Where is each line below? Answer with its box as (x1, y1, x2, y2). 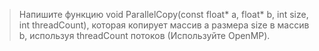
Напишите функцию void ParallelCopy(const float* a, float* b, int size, (18, 9, 309, 20)
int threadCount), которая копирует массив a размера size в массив (18, 19, 310, 31)
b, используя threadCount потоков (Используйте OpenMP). (18, 30, 271, 41)
